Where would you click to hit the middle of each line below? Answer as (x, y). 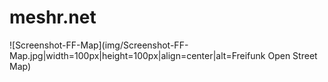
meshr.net (53, 17)
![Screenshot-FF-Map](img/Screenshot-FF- (99, 45)
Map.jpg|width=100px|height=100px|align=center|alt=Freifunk (137, 55)
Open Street (292, 55)
